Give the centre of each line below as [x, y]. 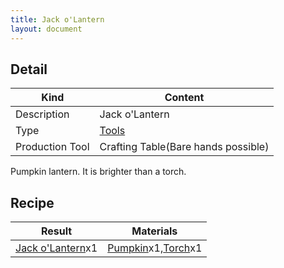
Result [57, 231]
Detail [29, 69]
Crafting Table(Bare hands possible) [184, 147]
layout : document [46, 29]
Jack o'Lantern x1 [56, 248]
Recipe [32, 202]
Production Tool [52, 147]
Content [184, 98]
